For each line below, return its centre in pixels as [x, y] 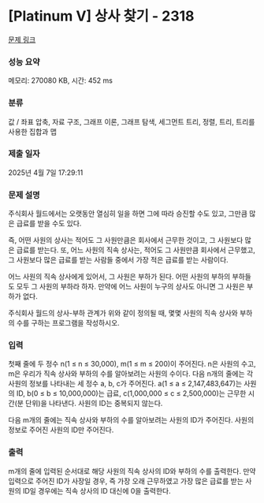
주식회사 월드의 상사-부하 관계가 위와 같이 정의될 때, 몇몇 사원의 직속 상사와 [123, 313]
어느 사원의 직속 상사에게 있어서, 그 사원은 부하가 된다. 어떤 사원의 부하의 [119, 277]
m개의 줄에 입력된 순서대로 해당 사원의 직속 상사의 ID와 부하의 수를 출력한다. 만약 [132, 471]
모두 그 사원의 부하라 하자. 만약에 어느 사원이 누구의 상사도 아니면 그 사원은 [131, 287]
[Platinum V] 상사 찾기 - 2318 [101, 16]
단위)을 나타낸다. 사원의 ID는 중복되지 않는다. [94, 404]
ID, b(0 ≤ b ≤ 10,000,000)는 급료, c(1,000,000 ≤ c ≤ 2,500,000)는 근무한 [131, 393]
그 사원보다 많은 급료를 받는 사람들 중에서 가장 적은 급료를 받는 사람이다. [118, 260]
